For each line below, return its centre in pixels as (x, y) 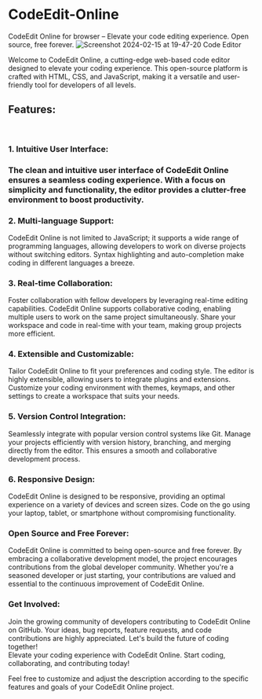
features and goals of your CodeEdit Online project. (91, 686)
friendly (21, 85)
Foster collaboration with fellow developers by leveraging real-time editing (128, 300)
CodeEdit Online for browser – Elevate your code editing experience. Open (129, 36)
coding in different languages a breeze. (71, 263)
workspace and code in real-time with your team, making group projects (125, 326)
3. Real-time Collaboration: (60, 283)
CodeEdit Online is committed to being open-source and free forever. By (125, 550)
